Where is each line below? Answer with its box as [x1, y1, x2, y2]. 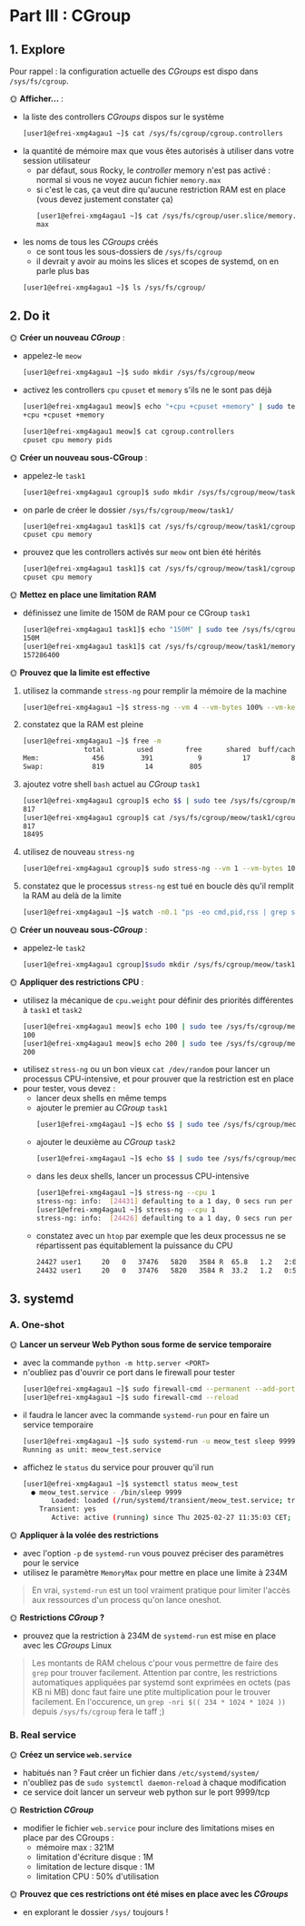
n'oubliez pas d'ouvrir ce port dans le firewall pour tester [22, 1367, 236, 1378]
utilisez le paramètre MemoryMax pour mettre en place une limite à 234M [22, 1567, 288, 1577]
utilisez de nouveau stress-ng [22, 846, 134, 857]
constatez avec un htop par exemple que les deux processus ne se [35, 1230, 286, 1241]
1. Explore [9, 42, 65, 57]
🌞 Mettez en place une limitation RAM [9, 589, 157, 601]
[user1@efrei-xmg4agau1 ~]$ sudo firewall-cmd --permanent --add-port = [22, 1384, 300, 1394]
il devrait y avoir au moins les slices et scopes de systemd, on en [35, 256, 280, 267]
